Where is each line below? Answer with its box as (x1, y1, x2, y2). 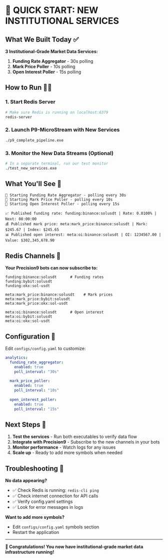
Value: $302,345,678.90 (5, 238, 55, 243)
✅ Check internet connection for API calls (12, 493, 98, 499)
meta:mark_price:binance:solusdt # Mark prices (5, 292, 113, 298)
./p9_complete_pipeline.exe (5, 137, 64, 143)
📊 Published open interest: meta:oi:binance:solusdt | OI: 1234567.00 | (5, 232, 161, 237)
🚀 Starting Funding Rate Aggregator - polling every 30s (5, 193, 126, 198)
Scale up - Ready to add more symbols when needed (12, 450, 122, 456)
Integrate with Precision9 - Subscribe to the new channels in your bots (12, 439, 160, 445)
